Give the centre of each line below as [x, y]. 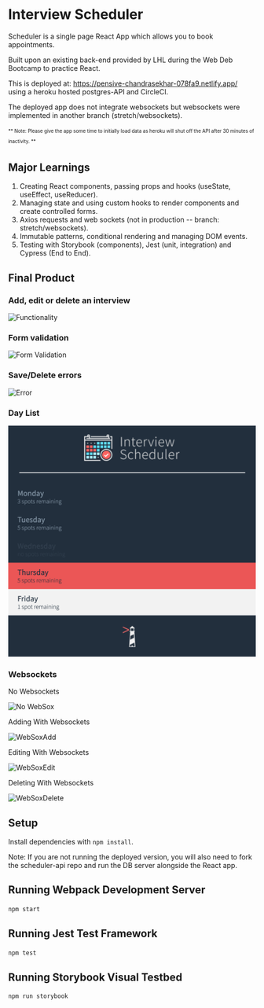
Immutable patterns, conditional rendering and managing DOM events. [133, 237]
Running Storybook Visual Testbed [95, 977]
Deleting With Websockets [51, 783]
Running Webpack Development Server [107, 890]
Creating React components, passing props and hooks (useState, [125, 186]
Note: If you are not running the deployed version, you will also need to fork [130, 857]
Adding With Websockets [49, 722]
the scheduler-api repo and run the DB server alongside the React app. [123, 866]
